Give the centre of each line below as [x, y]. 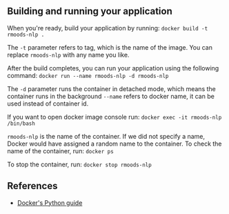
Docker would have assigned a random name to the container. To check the [114, 144]
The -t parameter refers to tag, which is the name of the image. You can [110, 47]
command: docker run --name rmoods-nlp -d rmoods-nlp [88, 75]
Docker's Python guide [50, 202]
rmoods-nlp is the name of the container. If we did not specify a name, [106, 136]
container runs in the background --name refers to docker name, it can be [111, 96]
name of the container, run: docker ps [60, 150]
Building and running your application [90, 11]
